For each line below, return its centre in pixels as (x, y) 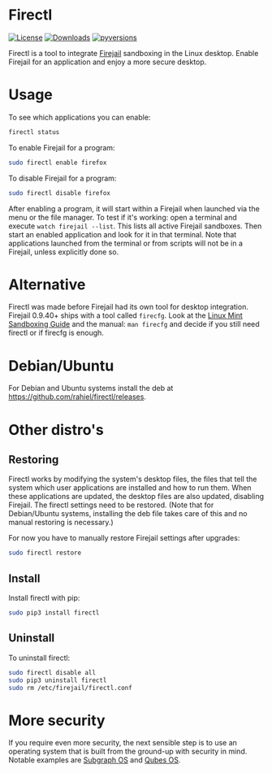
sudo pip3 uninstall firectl (58, 680)
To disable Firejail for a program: (63, 178)
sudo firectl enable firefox (58, 163)
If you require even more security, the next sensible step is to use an (123, 743)
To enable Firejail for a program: (62, 147)
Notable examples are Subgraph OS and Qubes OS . (95, 760)
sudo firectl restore (45, 553)
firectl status (34, 132)
